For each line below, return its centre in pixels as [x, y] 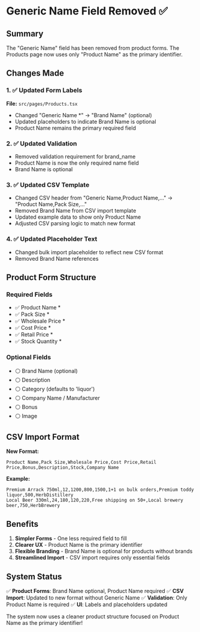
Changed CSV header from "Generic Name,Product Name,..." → [94, 198]
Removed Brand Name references [57, 258]
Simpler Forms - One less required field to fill [71, 538]
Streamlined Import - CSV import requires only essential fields [93, 558]
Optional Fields [29, 357]
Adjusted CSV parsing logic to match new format [75, 223]
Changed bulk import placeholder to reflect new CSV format [89, 252]
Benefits [22, 524]
